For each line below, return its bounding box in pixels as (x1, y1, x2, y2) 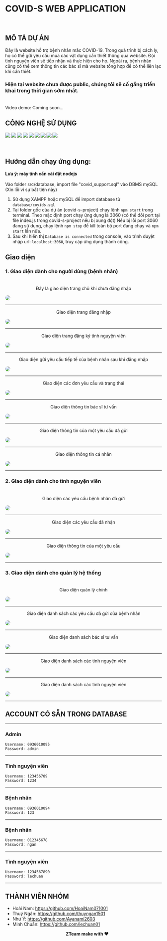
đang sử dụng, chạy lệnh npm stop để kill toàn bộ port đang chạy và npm (12, 222, 159, 228)
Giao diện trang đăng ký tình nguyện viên (41, 333, 126, 339)
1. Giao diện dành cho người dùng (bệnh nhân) (5, 268, 118, 275)
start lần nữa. (12, 228, 41, 234)
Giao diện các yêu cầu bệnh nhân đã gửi (42, 495, 125, 501)
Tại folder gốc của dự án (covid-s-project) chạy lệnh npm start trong (12, 206, 153, 212)
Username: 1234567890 (5, 870, 50, 875)
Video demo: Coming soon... (5, 105, 64, 111)
